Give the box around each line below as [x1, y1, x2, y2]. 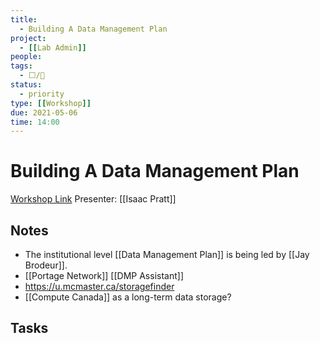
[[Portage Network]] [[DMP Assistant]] [24, 270, 185, 281]
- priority [19, 89, 65, 99]
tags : [10, 61, 33, 71]
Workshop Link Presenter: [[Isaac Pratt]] [10, 193, 177, 205]
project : [10, 33, 47, 43]
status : [10, 80, 43, 90]
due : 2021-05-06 [10, 107, 78, 118]
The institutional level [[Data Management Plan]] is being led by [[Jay [24, 249, 310, 260]
